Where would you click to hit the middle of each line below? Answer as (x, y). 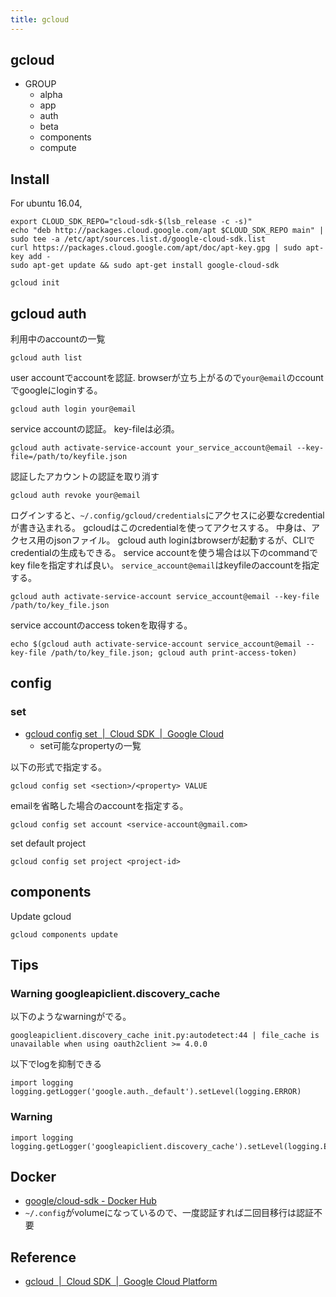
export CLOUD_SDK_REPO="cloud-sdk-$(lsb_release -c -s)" (131, 222)
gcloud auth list (46, 358)
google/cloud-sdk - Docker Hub (90, 1201)
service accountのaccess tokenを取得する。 (101, 625)
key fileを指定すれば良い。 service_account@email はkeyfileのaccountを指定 (165, 565)
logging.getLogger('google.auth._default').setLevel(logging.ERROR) (156, 1092)
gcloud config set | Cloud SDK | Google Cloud (124, 733)
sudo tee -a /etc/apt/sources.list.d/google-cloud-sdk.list (138, 239)
